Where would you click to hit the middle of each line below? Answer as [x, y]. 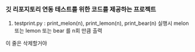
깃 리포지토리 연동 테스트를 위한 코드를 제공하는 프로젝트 [81, 9]
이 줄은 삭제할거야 [26, 43]
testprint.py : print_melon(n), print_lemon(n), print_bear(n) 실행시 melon [101, 23]
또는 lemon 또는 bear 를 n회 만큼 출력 [58, 31]
